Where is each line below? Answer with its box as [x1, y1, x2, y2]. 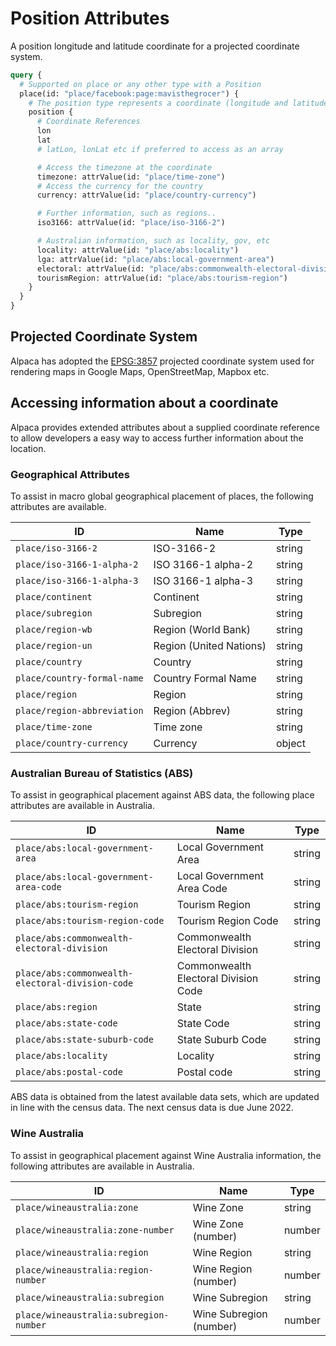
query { [10, 70, 43, 80]
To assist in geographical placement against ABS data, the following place [10, 789, 315, 801]
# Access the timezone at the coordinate [36, 162, 213, 172]
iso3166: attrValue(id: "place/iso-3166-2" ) [36, 218, 226, 228]
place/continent [15, 591, 93, 602]
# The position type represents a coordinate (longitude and [28, 98, 288, 108]
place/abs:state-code [15, 1018, 118, 1029]
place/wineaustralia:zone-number [15, 1224, 175, 1236]
